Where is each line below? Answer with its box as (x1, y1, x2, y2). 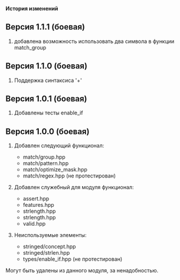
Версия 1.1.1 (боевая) (5, 22, 85, 32)
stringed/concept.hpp (22, 243, 76, 250)
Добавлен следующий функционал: (14, 142, 104, 149)
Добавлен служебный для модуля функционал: (14, 184, 134, 191)
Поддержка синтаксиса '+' (14, 77, 82, 84)
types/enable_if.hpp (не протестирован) (22, 256, 123, 263)
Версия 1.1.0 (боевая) (5, 61, 88, 71)
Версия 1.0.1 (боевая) (5, 94, 87, 104)
